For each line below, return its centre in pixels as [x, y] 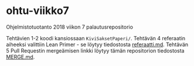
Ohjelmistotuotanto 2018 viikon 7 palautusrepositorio [70, 27]
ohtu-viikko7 [38, 11]
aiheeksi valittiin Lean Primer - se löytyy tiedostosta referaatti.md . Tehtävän [97, 44]
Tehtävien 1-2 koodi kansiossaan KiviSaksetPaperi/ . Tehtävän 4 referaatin [96, 38]
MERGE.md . [21, 57]
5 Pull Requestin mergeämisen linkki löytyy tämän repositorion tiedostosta [95, 50]
